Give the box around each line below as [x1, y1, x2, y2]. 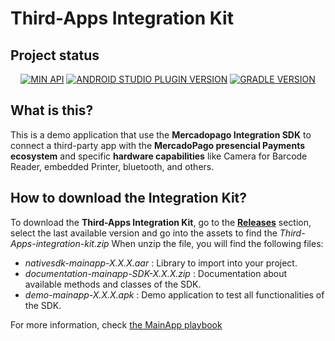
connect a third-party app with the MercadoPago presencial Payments [10, 139, 306, 151]
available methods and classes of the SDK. [24, 278, 202, 290]
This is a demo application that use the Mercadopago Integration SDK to [10, 128, 312, 141]
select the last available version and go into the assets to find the [10, 227, 278, 239]
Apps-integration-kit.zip [10, 237, 110, 249]
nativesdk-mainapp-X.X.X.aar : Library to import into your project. [24, 257, 298, 269]
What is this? [10, 102, 94, 119]
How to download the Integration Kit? [10, 190, 248, 207]
